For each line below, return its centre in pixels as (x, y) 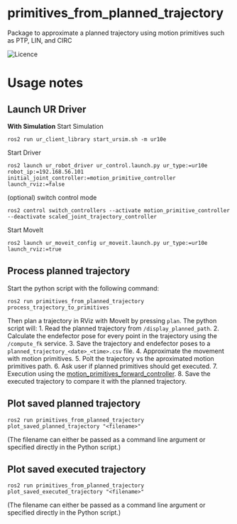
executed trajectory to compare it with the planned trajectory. (97, 381)
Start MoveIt (26, 230)
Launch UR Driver (47, 109)
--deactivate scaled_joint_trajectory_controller (82, 216)
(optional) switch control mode (52, 197)
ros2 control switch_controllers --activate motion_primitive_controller (119, 210)
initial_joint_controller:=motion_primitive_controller (92, 178)
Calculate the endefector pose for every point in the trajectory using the (112, 335)
